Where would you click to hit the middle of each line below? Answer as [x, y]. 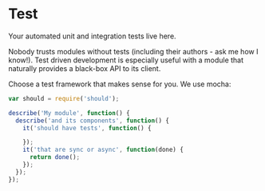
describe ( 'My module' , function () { [69, 113]
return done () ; [55, 157]
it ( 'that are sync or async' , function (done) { [103, 150]
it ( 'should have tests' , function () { [87, 128]
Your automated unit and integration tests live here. [93, 36]
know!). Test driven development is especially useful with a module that [126, 60]
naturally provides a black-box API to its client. [85, 68]
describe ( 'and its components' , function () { [93, 121]
